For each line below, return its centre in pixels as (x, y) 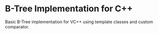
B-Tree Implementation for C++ (69, 9)
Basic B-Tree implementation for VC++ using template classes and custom (79, 22)
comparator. (17, 26)
